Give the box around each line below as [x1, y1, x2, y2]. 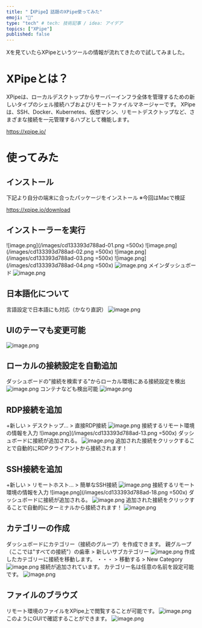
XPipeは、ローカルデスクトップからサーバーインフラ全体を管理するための [6, 93, 190, 100]
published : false [6, 31, 50, 37]
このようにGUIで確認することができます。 [6, 615, 110, 622]
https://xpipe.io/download [6, 206, 71, 213]
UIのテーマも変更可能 [6, 325, 86, 335]
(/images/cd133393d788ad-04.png [6, 261, 94, 269]
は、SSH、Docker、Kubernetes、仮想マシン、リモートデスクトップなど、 [6, 108, 190, 115]
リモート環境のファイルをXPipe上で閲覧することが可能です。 [6, 607, 158, 614]
